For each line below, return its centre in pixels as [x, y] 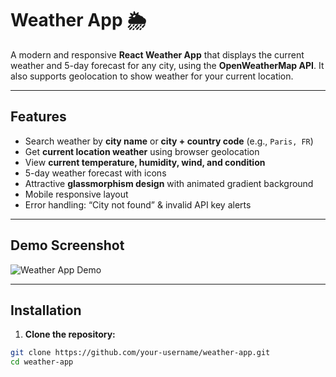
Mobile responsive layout [76, 194]
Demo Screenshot [67, 245]
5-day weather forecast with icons [95, 173]
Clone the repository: [70, 334]
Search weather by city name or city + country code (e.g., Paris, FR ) [169, 141]
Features [38, 117]
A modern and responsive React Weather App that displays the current [157, 54]
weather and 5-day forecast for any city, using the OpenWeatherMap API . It [167, 65]
